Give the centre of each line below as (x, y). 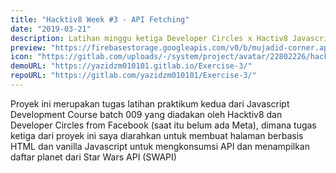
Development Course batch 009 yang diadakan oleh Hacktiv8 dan (146, 114)
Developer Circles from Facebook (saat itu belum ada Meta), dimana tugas (163, 125)
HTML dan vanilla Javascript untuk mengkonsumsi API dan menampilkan (160, 146)
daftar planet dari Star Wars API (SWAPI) (93, 157)
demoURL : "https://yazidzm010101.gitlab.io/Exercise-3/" (131, 66)
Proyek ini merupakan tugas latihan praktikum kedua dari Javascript (150, 103)
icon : (21, 57)
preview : (28, 47)
